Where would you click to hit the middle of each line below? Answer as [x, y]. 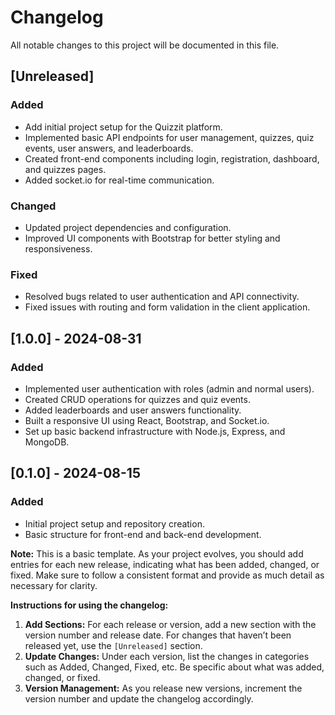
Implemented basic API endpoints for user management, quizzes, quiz [169, 137]
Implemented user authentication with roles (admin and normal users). [169, 388]
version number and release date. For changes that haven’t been [158, 635]
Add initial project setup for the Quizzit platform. [123, 127]
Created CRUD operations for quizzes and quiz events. [137, 399]
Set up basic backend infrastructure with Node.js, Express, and [155, 431]
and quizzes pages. [65, 169]
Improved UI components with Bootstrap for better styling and [152, 238]
